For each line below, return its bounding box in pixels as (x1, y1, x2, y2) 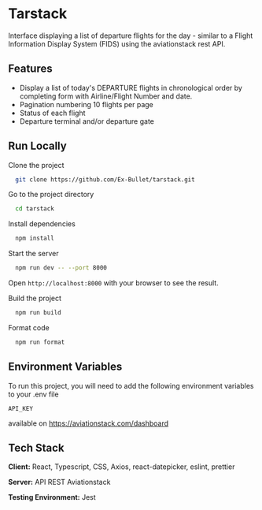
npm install (15, 234, 55, 243)
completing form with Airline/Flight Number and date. (19, 91, 193, 101)
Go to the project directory (8, 190, 94, 199)
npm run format (15, 338, 65, 346)
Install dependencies (8, 219, 76, 229)
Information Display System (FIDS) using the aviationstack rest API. (8, 39, 226, 48)
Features (8, 62, 53, 76)
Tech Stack (8, 441, 65, 455)
